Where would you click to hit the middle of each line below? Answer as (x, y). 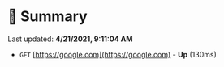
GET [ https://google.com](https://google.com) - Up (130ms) (118, 54)
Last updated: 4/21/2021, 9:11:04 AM (70, 39)
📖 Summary (47, 17)
